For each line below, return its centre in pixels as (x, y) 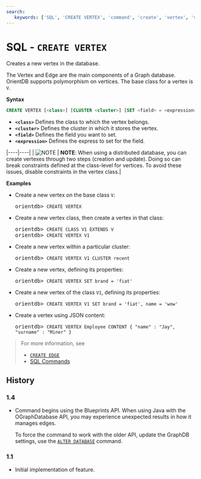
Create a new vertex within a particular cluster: (72, 247)
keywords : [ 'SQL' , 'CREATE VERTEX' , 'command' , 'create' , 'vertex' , (101, 17)
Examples (19, 183)
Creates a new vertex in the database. (53, 64)
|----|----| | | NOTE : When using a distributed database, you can (96, 153)
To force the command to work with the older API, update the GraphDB (102, 435)
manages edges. (36, 423)
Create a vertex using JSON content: (60, 315)
